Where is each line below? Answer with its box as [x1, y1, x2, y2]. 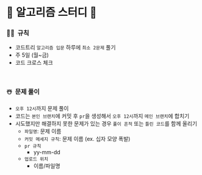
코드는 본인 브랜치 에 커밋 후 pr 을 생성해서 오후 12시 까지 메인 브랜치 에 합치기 [15, 112, 190, 120]
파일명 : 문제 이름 [24, 127, 62, 135]
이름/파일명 [33, 162, 60, 170]
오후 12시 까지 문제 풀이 [15, 104, 69, 112]
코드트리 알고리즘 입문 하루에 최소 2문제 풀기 [15, 44, 116, 51]
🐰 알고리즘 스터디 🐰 [6, 5, 97, 20]
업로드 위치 [24, 156, 49, 162]
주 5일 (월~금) [15, 51, 49, 59]
